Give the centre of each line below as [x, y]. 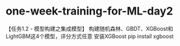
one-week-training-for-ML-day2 [89, 11]
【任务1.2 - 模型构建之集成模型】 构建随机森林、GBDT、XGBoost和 [90, 28]
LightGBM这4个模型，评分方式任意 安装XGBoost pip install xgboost [90, 36]
